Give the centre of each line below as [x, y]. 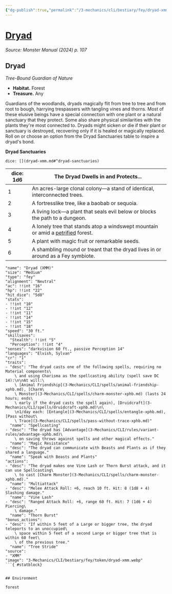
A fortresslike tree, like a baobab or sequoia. [85, 203]
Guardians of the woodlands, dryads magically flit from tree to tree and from [86, 104]
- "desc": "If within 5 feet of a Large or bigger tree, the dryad [79, 525]
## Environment [21, 579]
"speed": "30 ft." [25, 331]
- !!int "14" [19, 318]
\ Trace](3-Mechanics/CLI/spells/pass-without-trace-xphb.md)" [83, 421]
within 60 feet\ [23, 538]
